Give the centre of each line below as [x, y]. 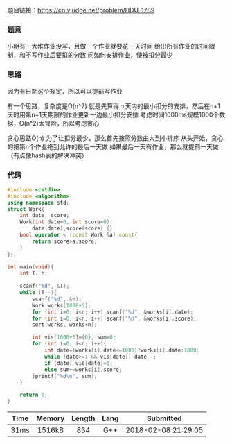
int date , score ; [45, 216]
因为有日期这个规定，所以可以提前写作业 [65, 91]
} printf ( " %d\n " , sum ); [65, 376]
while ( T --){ [38, 293]
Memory [51, 418]
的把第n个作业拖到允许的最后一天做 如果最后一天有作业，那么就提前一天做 [113, 146]
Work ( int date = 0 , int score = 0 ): [66, 222]
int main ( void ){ [30, 267]
